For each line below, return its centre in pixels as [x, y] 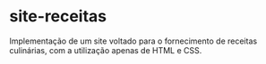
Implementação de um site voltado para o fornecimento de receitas [133, 41]
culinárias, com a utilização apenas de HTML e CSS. [106, 50]
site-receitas [58, 16]
